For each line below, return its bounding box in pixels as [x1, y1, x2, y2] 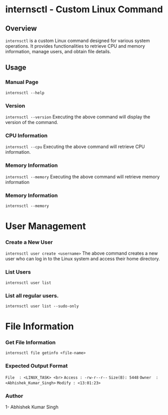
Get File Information [5, 339, 56, 346]
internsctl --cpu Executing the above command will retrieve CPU [5, 143, 145, 150]
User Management [5, 220, 86, 232]
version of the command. [5, 119, 58, 125]
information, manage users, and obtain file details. [5, 49, 111, 54]
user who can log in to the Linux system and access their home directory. [5, 256, 160, 262]
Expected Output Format [5, 362, 68, 369]
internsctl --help [5, 90, 45, 95]
